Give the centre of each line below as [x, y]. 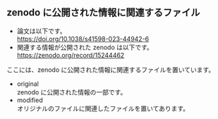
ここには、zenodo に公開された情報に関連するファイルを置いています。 [111, 70]
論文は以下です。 [41, 31]
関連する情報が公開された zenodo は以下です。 [85, 47]
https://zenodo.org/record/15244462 [71, 55]
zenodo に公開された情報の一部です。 [72, 92]
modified [30, 100]
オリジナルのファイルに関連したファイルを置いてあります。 [103, 108]
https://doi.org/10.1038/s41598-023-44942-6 [83, 39]
